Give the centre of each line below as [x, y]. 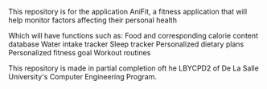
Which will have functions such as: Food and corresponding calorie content [133, 36]
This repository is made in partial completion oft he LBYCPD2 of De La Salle [133, 68]
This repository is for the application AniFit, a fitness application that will [128, 12]
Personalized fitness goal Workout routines [80, 53]
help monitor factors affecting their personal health [92, 20]
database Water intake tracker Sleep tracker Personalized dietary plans [126, 44]
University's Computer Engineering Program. [82, 77]
